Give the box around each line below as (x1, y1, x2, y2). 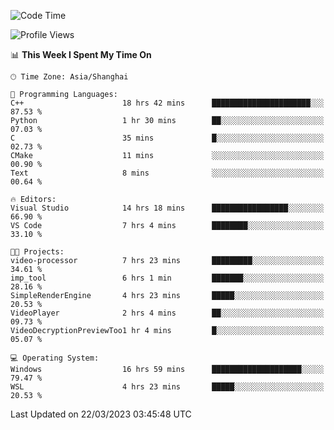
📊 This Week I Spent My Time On (10, 49, 152, 60)
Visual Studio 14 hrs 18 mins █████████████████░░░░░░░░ (10, 203, 325, 213)
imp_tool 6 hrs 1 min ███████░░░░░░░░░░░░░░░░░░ (10, 273, 325, 283)
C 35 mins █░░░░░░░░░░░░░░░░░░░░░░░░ (10, 133, 325, 143)
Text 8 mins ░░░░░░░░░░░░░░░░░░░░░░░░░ (10, 168, 325, 178)
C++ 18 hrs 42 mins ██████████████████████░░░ (10, 98, 325, 108)
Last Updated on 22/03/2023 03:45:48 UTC (10, 408, 192, 420)
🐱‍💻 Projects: (10, 247, 65, 257)
